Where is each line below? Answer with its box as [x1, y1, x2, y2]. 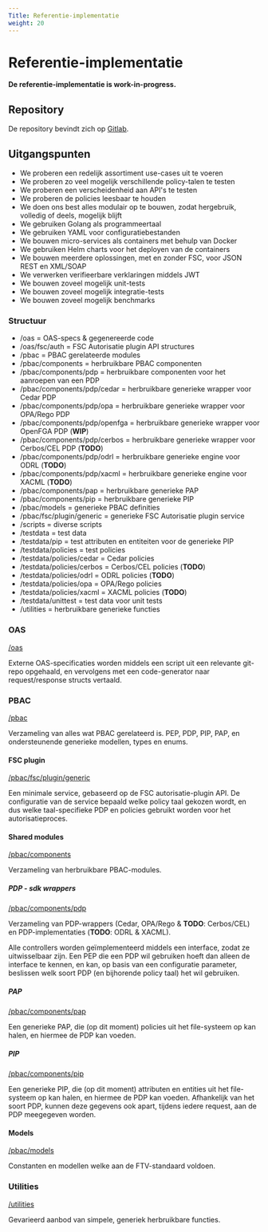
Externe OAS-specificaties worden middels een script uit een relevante [8, 658, 242, 667]
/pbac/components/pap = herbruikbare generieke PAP [19, 486, 199, 495]
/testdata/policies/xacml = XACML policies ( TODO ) [19, 588, 187, 597]
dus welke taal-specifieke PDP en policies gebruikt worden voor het [8, 805, 231, 815]
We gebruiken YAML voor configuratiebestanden [19, 228, 181, 238]
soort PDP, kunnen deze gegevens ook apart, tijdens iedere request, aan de [8, 1101, 258, 1111]
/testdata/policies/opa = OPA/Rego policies [19, 579, 162, 588]
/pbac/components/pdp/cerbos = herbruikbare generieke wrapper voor [19, 435, 256, 445]
